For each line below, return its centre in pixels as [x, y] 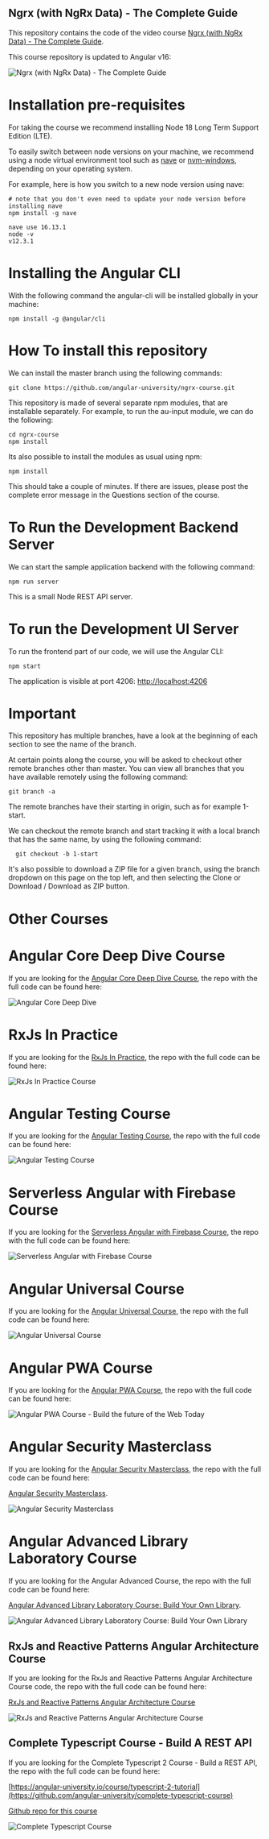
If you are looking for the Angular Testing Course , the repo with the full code [134, 1136]
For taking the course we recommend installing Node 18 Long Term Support [134, 127]
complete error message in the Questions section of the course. [114, 495]
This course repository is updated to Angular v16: [90, 56]
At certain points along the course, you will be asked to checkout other [125, 760]
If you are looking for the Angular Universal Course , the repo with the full [128, 1311]
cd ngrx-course [34, 434]
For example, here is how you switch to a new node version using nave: [126, 184]
